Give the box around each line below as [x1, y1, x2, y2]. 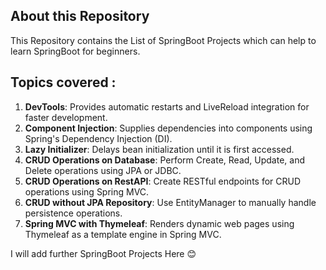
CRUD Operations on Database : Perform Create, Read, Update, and [24, 154, 306, 166]
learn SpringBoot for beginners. [10, 45, 141, 57]
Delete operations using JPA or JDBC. [24, 164, 182, 176]
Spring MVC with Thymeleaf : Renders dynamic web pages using [24, 217, 295, 229]
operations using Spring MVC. [24, 185, 150, 198]
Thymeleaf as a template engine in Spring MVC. [24, 228, 222, 240]
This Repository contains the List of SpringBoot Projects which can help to [10, 34, 317, 46]
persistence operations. [24, 207, 123, 219]
